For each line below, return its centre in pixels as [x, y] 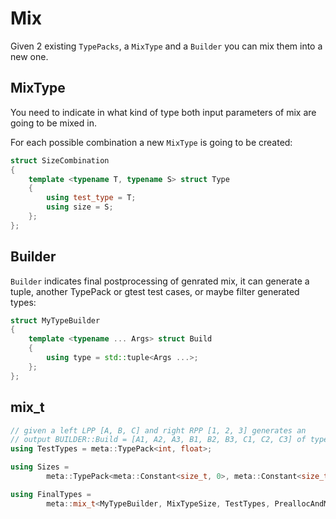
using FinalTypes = [51, 494]
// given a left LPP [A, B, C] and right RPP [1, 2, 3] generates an [158, 430]
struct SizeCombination [60, 160]
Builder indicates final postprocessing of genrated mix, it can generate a [160, 281]
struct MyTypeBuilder [55, 320]
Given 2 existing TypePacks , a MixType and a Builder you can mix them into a [166, 46]
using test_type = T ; [91, 198]
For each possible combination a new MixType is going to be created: [151, 142]
